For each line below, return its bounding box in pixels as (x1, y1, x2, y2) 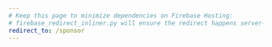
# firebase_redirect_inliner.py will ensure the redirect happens (8, 19, 237, 27)
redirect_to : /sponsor (8, 26, 85, 34)
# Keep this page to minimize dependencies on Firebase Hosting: (8, 11, 233, 20)
